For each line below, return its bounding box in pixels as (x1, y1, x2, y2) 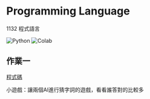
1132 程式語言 (6, 25, 41, 32)
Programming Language (6, 4, 130, 18)
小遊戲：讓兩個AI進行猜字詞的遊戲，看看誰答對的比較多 (6, 86, 144, 93)
